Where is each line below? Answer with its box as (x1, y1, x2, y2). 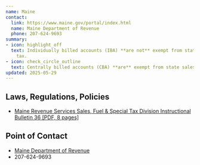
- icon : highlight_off (5, 42, 62, 48)
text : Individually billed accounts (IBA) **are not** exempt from (11, 48, 183, 54)
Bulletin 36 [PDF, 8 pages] (14, 114, 79, 121)
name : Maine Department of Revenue (11, 25, 100, 32)
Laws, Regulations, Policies (5, 92, 110, 102)
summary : (5, 36, 27, 42)
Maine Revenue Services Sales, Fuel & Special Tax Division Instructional (14, 108, 192, 115)
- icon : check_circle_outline (5, 58, 81, 64)
